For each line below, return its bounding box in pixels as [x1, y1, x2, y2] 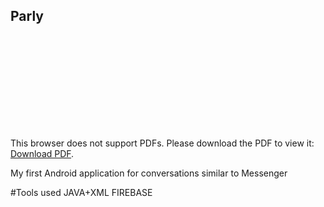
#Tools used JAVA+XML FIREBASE [10, 186, 153, 198]
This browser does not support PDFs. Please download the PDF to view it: [10, 137, 315, 149]
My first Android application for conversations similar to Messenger [10, 167, 288, 179]
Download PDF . [10, 147, 75, 159]
